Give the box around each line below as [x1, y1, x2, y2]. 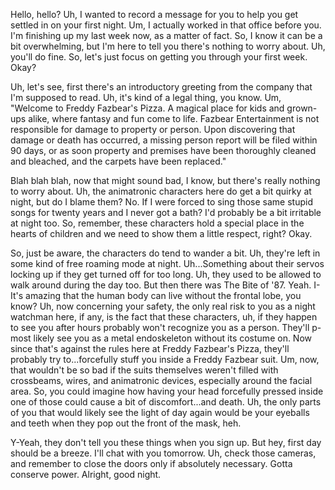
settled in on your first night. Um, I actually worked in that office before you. [10, 19, 322, 31]
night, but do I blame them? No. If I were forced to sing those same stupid [10, 196, 313, 208]
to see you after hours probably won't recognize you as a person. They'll [10, 322, 310, 333]
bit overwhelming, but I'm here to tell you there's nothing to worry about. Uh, [10, 40, 326, 52]
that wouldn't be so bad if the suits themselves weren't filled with [10, 364, 279, 376]
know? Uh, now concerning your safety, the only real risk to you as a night [10, 300, 316, 312]
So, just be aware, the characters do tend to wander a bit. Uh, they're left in [10, 247, 321, 259]
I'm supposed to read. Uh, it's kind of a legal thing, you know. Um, [10, 92, 282, 103]
